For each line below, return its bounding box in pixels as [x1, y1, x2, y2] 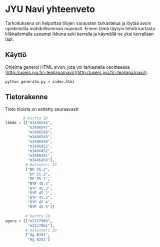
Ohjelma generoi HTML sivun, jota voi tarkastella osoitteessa [5, 64, 130, 70]
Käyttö [5, 51, 26, 59]
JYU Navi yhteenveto [5, 4, 95, 15]
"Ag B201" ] [27, 237, 50, 242]
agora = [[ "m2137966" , [5, 218, 52, 223]
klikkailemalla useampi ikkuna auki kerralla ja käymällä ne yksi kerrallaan [5, 31, 154, 37]
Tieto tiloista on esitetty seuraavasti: [5, 106, 80, 112]
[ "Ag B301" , [25, 232, 50, 237]
